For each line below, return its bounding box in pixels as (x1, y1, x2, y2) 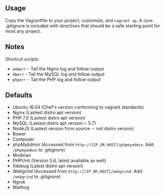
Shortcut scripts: (5, 56, 40, 62)
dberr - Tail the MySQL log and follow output (12, 71, 105, 77)
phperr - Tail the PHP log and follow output (12, 76, 101, 82)
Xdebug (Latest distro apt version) (12, 163, 84, 169)
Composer (12, 136, 35, 142)
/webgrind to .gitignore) (12, 173, 61, 180)
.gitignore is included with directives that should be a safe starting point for (5, 23, 160, 29)
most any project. (5, 28, 42, 34)
